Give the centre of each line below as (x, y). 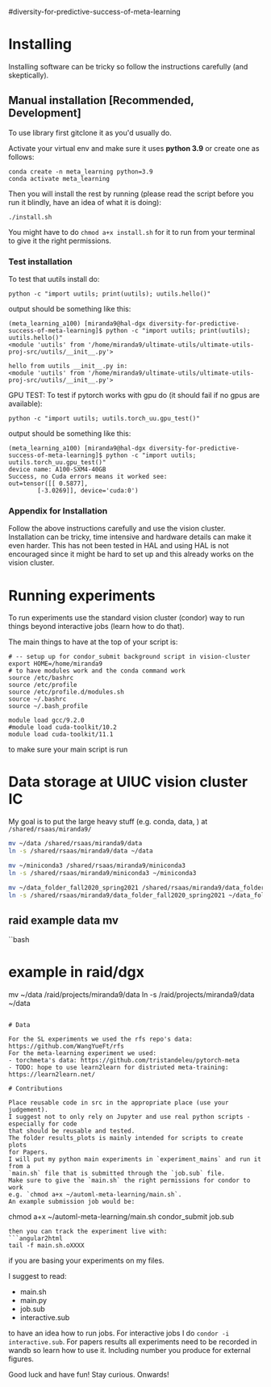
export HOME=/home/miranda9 (56, 664)
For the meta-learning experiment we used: (83, 1054)
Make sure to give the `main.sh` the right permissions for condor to (129, 1181)
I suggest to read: (38, 1276)
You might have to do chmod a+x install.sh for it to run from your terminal (132, 232)
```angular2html (35, 1238)
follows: (21, 157)
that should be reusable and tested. (72, 1131)
